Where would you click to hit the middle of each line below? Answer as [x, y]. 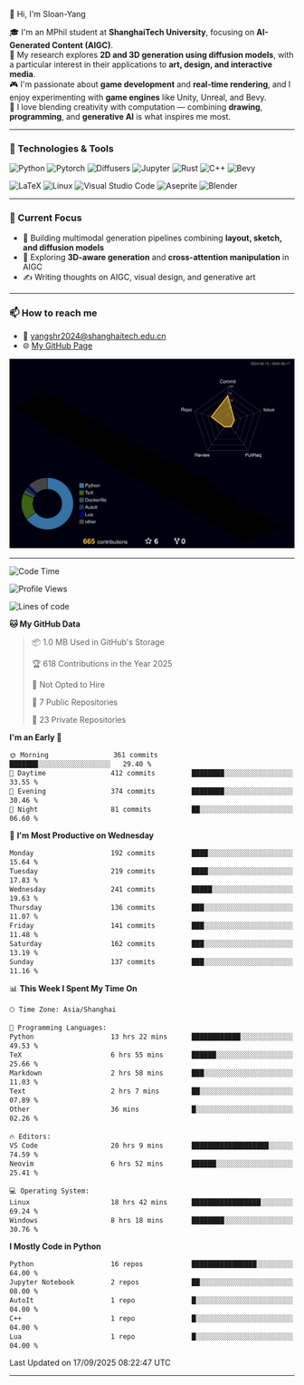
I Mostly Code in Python [55, 1246]
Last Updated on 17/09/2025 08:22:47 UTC [90, 1363]
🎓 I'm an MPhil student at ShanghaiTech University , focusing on [132, 32]
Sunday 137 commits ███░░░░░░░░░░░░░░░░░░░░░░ [152, 962]
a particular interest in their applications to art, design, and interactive [141, 64]
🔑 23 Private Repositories [79, 720]
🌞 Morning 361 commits [84, 756]
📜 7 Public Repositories [75, 702]
